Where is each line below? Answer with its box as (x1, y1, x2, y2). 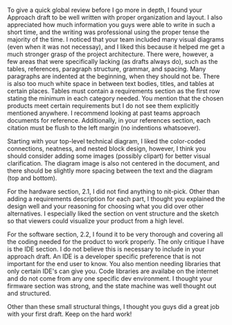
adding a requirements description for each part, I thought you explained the (7, 195, 226, 203)
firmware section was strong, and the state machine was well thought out (7, 282, 217, 290)
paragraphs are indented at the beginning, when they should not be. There (7, 72, 220, 80)
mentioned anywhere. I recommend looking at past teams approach (7, 109, 201, 117)
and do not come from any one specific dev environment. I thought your (7, 274, 213, 283)
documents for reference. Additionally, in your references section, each (7, 116, 211, 124)
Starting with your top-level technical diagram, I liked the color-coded (7, 137, 206, 145)
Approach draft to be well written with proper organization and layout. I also (7, 13, 223, 21)
